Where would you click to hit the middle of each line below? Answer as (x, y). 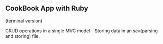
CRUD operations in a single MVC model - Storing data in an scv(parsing (82, 31)
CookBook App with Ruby (47, 8)
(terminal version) (24, 20)
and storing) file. (22, 36)
